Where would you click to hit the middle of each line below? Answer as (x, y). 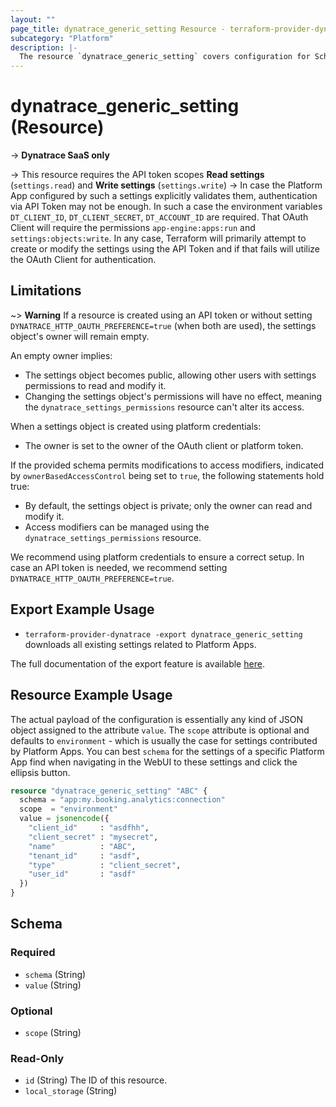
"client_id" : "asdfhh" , (89, 828)
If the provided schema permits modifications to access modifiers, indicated (167, 465)
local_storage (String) (71, 1091)
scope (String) (53, 1032)
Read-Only (37, 1058)
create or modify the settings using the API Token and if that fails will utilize (165, 249)
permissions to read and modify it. (95, 385)
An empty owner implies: (61, 355)
